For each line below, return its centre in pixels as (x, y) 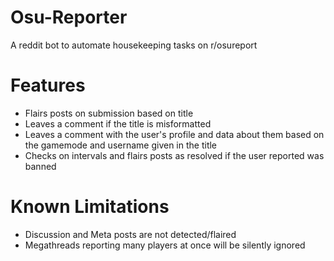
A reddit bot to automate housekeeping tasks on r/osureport (134, 45)
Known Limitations (90, 207)
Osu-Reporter (69, 17)
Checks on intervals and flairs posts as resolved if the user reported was (174, 155)
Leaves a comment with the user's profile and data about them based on (174, 134)
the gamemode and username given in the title (121, 145)
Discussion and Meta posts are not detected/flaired (130, 234)
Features (48, 85)
